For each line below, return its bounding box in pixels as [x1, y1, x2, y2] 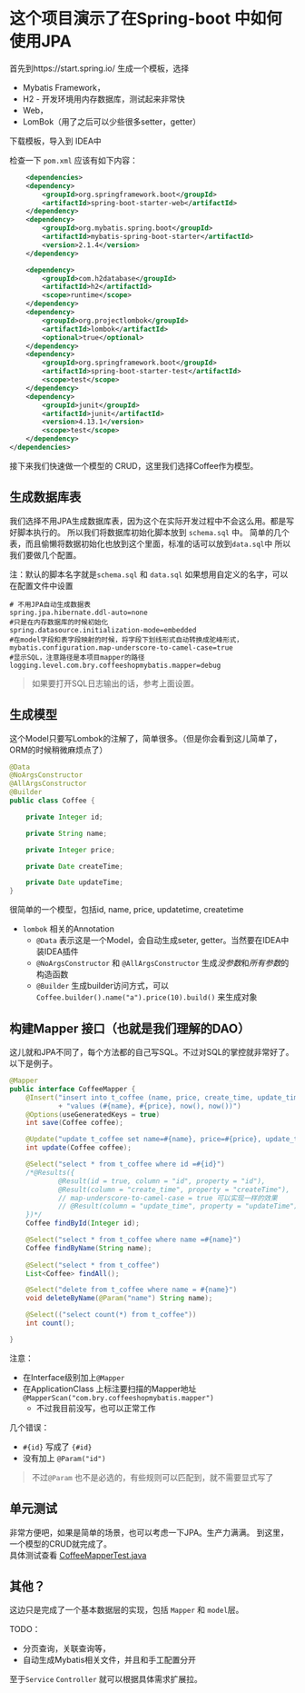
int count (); [25, 1319, 75, 1328]
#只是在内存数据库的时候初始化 [9, 617, 109, 627]
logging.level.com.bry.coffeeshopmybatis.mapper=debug [9, 661, 221, 670]
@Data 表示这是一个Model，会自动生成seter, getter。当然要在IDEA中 [35, 935, 290, 946]
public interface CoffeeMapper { [9, 1084, 136, 1093]
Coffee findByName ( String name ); [25, 1243, 152, 1252]
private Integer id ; [25, 812, 103, 822]
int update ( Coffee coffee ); [25, 1143, 132, 1152]
